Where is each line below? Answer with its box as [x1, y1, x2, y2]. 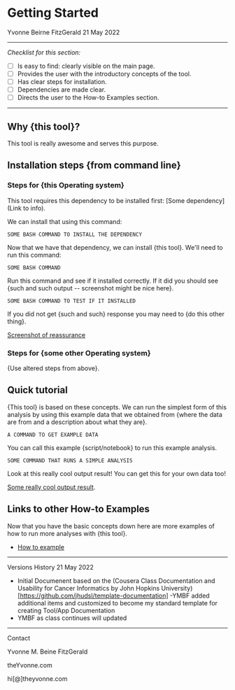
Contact [7, 633, 30, 642]
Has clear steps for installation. [17, 78, 107, 86]
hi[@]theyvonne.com [7, 674, 68, 683]
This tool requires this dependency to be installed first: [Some [7, 196, 185, 204]
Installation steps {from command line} [7, 160, 182, 171]
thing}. [7, 317, 27, 325]
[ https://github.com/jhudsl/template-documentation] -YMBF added [17, 591, 210, 600]
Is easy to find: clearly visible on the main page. [17, 62, 155, 70]
